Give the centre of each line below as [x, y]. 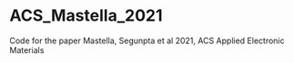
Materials [27, 49]
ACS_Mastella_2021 [86, 16]
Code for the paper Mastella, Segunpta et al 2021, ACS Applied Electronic [147, 40]
